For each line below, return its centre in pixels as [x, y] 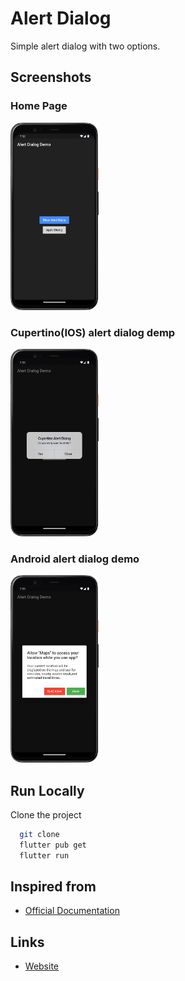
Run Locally [47, 790]
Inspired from [53, 887]
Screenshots [51, 77]
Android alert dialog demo [75, 559]
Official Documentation [72, 911]
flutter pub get [53, 845]
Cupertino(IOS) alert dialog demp [93, 332]
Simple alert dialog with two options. [85, 46]
